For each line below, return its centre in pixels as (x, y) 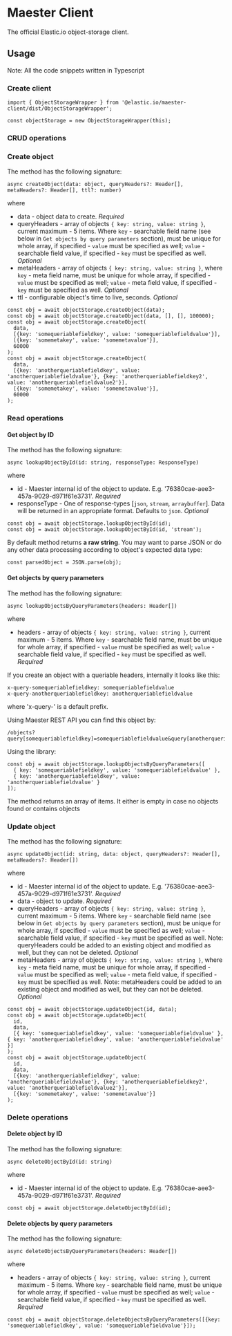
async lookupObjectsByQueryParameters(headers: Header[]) (92, 606)
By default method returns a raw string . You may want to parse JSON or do (115, 542)
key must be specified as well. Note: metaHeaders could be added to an (119, 982)
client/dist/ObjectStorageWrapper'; (60, 109)
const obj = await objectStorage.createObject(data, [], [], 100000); (111, 316)
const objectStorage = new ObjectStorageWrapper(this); (89, 121)
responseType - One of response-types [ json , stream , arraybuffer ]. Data (121, 503)
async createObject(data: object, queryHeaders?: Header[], (96, 185)
